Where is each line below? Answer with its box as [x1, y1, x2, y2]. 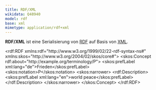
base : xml [5, 21, 26, 26]
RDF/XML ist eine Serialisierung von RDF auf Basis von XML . [5, 39, 128, 45]
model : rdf [5, 16, 28, 21]
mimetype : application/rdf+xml [5, 25, 69, 30]
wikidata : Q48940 [5, 12, 41, 17]
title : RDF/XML [5, 7, 36, 12]
